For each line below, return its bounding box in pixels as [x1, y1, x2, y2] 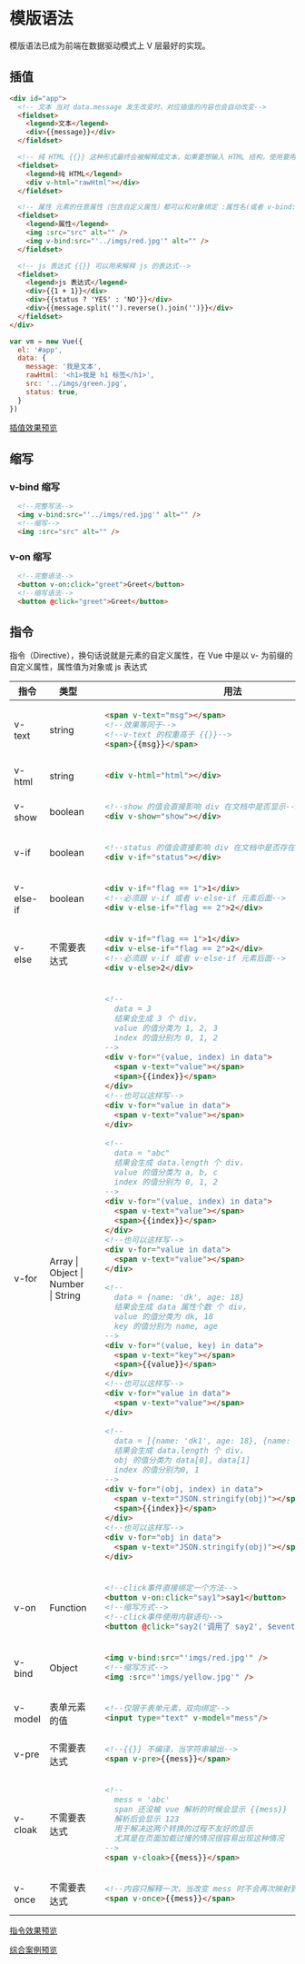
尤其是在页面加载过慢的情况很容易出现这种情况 [113, 1832, 284, 1843]
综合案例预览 [9, 1944, 57, 1955]
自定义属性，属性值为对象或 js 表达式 [9, 661, 148, 672]
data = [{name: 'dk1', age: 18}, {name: [113, 1436, 291, 1446]
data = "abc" [113, 1147, 171, 1158]
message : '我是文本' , [25, 362, 103, 372]
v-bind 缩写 [9, 481, 61, 493]
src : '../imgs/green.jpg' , [25, 379, 128, 388]
